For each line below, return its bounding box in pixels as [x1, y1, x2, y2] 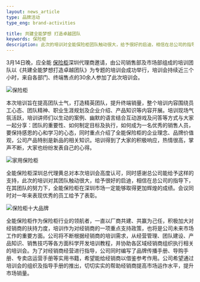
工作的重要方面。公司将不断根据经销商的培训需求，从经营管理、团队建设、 [6, 232, 189, 239]
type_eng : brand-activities [6, 20, 76, 26]
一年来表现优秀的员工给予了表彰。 [16, 192, 100, 199]
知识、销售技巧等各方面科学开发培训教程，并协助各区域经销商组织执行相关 [11, 240, 194, 247]
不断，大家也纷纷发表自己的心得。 [11, 144, 95, 151]
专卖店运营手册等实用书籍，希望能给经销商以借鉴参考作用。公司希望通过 [16, 255, 194, 262]
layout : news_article [6, 8, 60, 15]
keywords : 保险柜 [6, 36, 46, 42]
